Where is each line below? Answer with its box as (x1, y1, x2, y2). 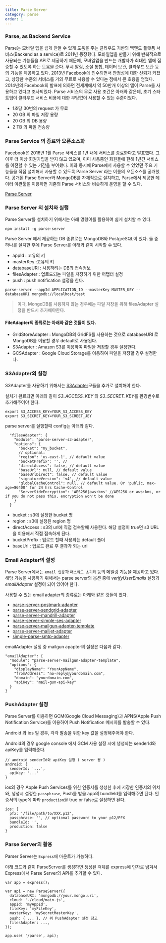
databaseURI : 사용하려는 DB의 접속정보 (12, 265, 91, 271)
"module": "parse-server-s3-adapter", (14, 437, 94, 442)
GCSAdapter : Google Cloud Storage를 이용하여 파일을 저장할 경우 (12, 350, 144, 356)
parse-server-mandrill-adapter (12, 613, 75, 619)
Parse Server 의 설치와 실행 (5, 204, 69, 211)
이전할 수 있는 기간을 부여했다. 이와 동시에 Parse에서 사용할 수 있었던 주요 (10, 162, 153, 168)
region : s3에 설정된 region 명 (12, 518, 71, 524)
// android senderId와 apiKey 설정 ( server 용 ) (5, 757, 106, 763)
